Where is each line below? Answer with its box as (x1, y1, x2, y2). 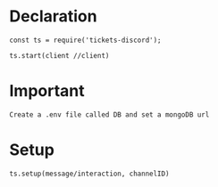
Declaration (9, 6, 97, 27)
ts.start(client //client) (9, 51, 110, 60)
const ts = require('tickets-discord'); (9, 36, 163, 45)
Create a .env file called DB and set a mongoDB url (9, 110, 210, 119)
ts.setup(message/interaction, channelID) (9, 169, 170, 178)
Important (9, 81, 85, 102)
